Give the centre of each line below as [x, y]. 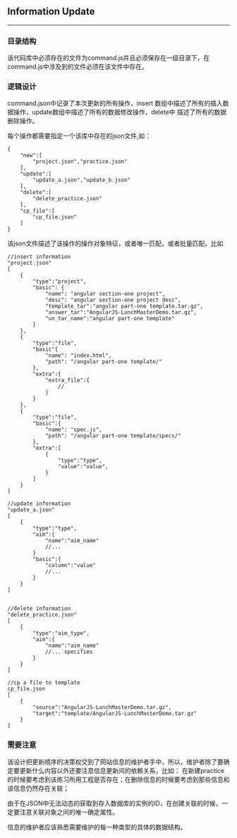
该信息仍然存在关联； [38, 788]
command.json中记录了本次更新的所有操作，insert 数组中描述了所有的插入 [115, 103]
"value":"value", [83, 467]
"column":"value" [71, 566]
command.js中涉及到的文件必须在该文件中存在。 [78, 67]
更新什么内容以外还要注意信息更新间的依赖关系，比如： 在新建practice [122, 770]
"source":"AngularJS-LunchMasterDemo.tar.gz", [102, 708]
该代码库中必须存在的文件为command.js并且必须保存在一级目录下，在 [109, 58]
